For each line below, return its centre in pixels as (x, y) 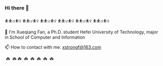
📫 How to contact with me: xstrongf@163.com (53, 47)
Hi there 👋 (17, 8)
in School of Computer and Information (45, 37)
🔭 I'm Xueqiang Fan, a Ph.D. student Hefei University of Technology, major (81, 32)
